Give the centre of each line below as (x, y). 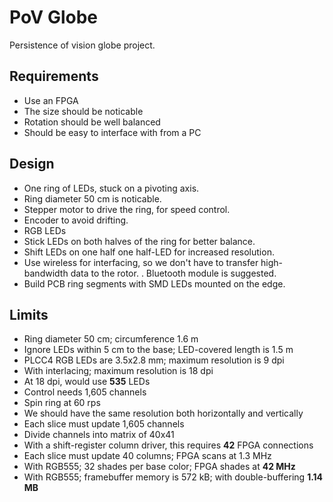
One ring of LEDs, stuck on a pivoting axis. (111, 188)
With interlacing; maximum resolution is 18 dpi (118, 371)
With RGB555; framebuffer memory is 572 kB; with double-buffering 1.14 (173, 477)
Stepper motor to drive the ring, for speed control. (127, 209)
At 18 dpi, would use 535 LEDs (87, 382)
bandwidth (46, 273)
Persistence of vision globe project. (82, 45)
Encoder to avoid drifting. (76, 220)
